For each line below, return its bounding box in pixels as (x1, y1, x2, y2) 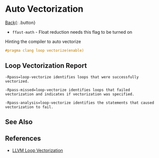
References (5, 135, 41, 143)
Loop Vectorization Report (5, 62, 87, 70)
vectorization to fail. (5, 104, 54, 110)
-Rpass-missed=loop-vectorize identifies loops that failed (5, 87, 131, 92)
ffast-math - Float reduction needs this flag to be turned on (12, 29, 133, 35)
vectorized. (5, 79, 29, 84)
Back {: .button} (5, 20, 36, 25)
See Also (5, 118, 33, 126)
